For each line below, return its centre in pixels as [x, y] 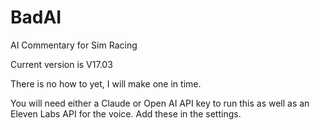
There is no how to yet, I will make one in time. [106, 83]
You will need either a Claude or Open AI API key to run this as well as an [160, 103]
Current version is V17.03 [61, 64]
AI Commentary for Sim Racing [74, 45]
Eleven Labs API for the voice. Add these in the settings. [126, 113]
